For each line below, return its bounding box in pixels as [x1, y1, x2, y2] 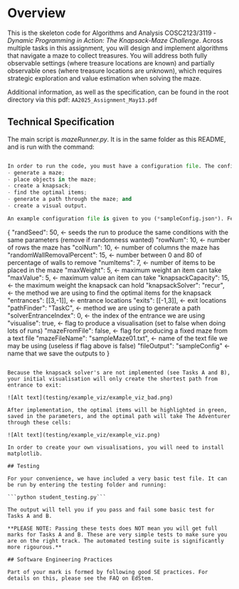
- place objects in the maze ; [7, 176, 97, 183]
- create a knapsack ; [7, 182, 72, 189]
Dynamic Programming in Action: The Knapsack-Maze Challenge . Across [7, 36, 223, 44]
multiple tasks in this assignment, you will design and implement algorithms [7, 43, 228, 52]
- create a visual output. [7, 202, 87, 209]
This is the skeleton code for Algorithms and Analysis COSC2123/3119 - [7, 28, 217, 37]
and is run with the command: [7, 142, 95, 151]
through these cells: [7, 419, 72, 426]
